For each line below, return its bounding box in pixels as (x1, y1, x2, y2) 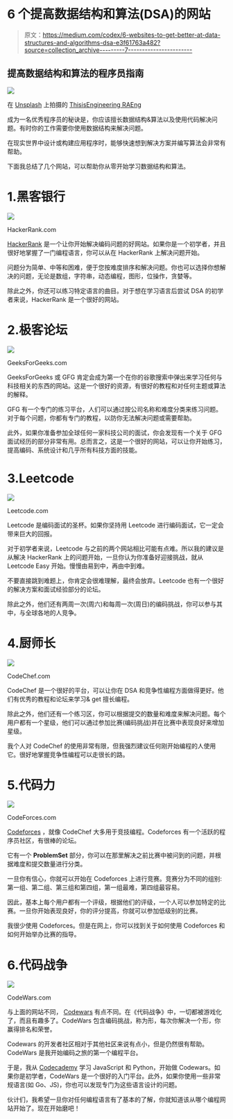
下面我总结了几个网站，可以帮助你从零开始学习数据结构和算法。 (7, 162, 189, 170)
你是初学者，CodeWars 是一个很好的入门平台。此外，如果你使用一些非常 (12, 1072, 221, 1080)
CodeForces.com (7, 814, 57, 822)
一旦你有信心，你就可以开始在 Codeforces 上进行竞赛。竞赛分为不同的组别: (7, 875, 223, 883)
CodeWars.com (7, 993, 51, 1002)
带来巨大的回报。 (7, 529, 56, 538)
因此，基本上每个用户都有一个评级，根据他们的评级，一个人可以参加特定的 (7, 898, 220, 907)
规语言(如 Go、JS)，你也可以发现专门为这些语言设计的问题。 (7, 1081, 181, 1089)
